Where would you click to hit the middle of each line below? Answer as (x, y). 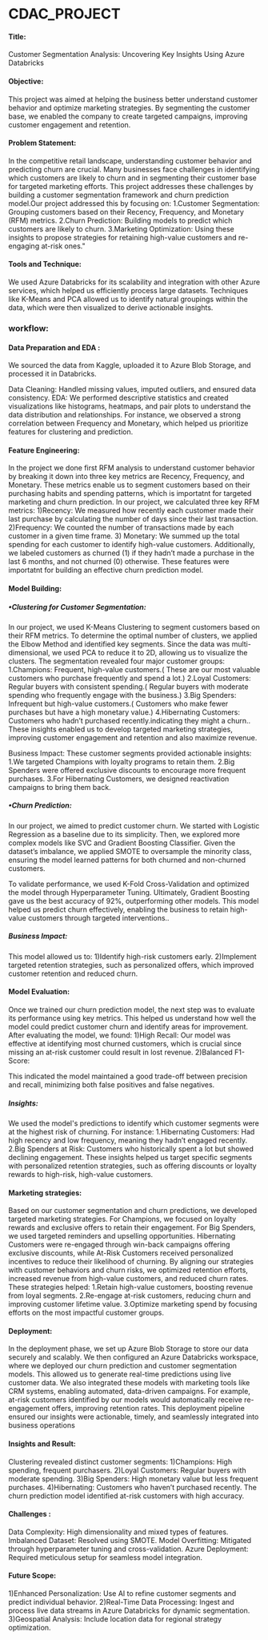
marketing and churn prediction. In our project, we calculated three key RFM (134, 502)
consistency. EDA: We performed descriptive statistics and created (119, 398)
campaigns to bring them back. (60, 787)
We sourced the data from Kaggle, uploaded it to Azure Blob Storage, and (130, 365)
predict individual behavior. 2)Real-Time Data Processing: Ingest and (121, 1602)
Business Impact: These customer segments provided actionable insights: (130, 753)
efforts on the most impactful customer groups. (86, 1313)
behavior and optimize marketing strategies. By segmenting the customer (129, 107)
